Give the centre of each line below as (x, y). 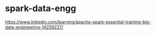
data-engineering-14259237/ (34, 27)
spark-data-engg (41, 9)
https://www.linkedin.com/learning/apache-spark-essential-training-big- (78, 22)
